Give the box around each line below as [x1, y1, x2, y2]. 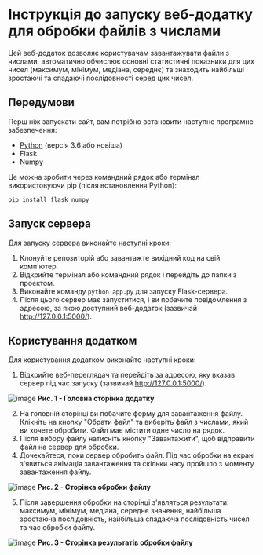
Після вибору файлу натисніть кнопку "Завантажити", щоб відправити [19, 434, 255, 444]
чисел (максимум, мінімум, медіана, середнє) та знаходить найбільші [8, 64, 245, 74]
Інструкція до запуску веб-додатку [8, 5, 254, 24]
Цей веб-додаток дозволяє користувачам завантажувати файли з [8, 48, 230, 57]
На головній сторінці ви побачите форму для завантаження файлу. [19, 409, 243, 418]
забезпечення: [8, 125, 57, 134]
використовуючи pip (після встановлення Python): [8, 181, 177, 190]
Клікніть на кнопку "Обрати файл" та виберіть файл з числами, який [19, 418, 249, 427]
